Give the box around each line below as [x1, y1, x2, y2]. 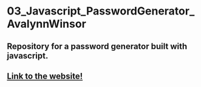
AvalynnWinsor [7, 17, 87, 31]
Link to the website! [7, 71, 83, 81]
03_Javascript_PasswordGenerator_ [7, 4, 195, 18]
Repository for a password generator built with [7, 41, 188, 51]
